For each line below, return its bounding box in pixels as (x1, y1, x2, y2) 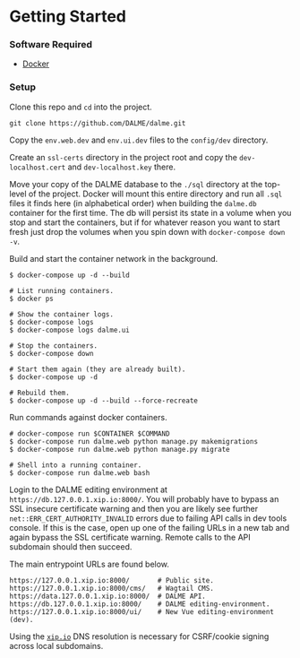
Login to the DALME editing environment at (9, 484, 168, 495)
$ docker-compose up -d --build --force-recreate (9, 396, 199, 405)
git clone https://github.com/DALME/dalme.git (9, 118, 186, 127)
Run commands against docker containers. (9, 411, 167, 422)
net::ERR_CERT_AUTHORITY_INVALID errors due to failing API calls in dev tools (9, 513, 287, 524)
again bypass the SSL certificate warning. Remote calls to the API (9, 532, 251, 542)
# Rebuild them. (9, 388, 70, 397)
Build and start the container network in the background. (9, 253, 219, 264)
